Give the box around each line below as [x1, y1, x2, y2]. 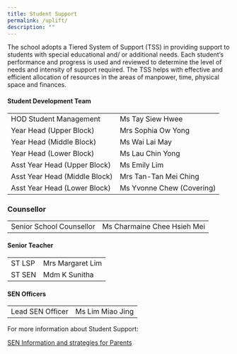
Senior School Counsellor [11, 221, 96, 231]
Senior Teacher [7, 241, 54, 250]
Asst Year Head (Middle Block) [11, 171, 113, 181]
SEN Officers [7, 290, 47, 298]
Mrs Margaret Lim [42, 258, 103, 268]
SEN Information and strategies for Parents [7, 338, 132, 347]
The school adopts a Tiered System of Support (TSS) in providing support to [7, 43, 230, 52]
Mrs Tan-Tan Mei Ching [120, 171, 200, 181]
